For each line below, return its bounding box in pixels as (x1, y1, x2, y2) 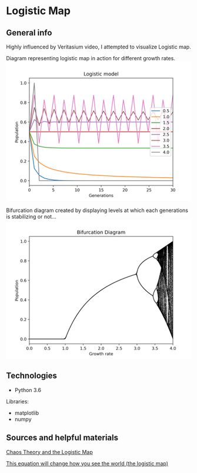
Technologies (6, 371, 58, 381)
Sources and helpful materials (6, 433, 119, 443)
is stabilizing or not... (6, 213, 57, 220)
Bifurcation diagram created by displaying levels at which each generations (6, 207, 188, 214)
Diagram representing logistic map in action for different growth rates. (6, 55, 175, 61)
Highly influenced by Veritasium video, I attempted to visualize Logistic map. (6, 43, 191, 50)
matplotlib (14, 409, 39, 416)
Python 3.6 (14, 386, 41, 393)
